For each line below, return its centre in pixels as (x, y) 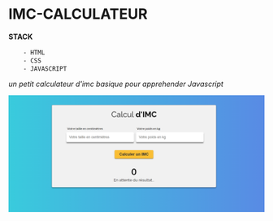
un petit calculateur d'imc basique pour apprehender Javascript (116, 84)
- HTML (34, 52)
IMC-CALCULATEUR (78, 14)
